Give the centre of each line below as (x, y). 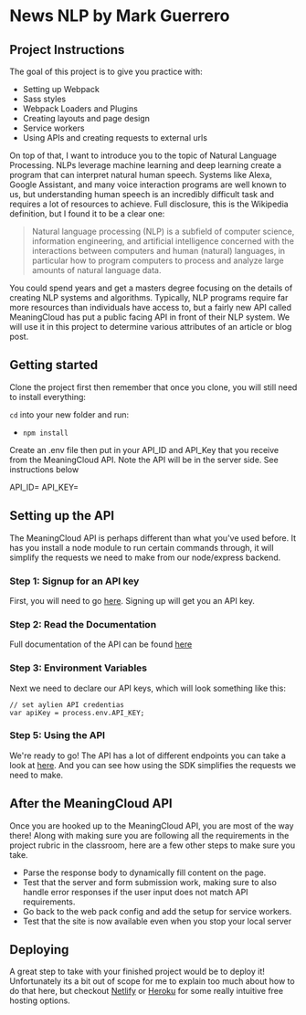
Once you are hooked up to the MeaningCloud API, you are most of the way (152, 825)
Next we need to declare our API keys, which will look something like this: (148, 688)
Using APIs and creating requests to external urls (115, 137)
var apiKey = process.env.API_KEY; (77, 713)
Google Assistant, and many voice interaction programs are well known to (148, 185)
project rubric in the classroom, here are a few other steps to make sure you (152, 845)
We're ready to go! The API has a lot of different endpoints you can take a (148, 756)
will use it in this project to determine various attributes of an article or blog (151, 327)
